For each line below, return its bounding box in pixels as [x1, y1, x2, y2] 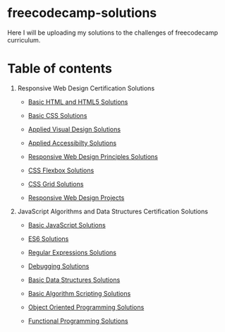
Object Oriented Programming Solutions [28, 302, 145, 312]
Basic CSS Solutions [28, 111, 87, 119]
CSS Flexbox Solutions [28, 166, 95, 174]
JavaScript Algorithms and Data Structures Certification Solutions [17, 207, 208, 215]
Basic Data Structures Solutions [28, 275, 121, 284]
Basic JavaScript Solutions [28, 220, 106, 229]
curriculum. [7, 35, 41, 44]
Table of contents [7, 61, 113, 77]
